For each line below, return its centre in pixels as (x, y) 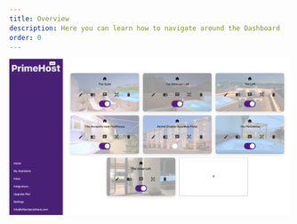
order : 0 (25, 37)
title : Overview (39, 19)
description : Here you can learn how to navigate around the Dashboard (144, 28)
